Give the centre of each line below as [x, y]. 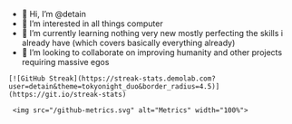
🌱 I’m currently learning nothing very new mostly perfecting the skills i [152, 33]
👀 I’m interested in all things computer [92, 24]
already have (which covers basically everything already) [128, 43]
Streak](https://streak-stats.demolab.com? [132, 79]
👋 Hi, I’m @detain [54, 14]
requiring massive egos [65, 62]
